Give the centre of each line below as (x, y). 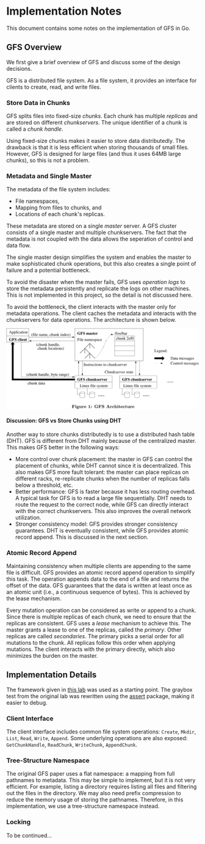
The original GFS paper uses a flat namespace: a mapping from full (91, 774)
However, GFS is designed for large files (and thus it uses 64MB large (94, 154)
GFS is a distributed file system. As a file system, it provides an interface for (102, 80)
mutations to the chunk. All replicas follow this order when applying (91, 643)
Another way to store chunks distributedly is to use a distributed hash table (101, 434)
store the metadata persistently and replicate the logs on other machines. (99, 289)
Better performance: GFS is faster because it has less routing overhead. (106, 491)
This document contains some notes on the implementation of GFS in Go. (99, 28)
